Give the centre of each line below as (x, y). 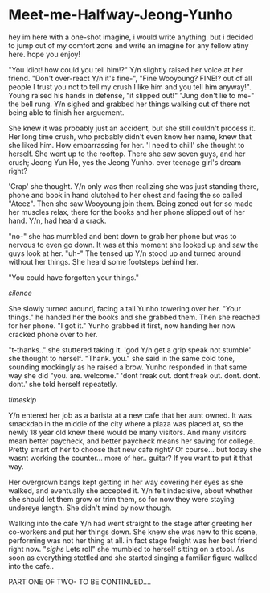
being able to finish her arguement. (66, 112)
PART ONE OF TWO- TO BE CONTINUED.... (80, 582)
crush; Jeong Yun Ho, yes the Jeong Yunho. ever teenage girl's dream (125, 162)
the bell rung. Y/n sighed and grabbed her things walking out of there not (129, 104)
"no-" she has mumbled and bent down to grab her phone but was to (123, 236)
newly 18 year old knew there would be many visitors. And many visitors (127, 432)
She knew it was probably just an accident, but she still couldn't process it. (132, 128)
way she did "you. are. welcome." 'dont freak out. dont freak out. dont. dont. (135, 375)
